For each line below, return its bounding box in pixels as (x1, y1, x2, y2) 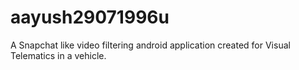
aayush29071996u (10, 6, 170, 29)
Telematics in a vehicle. (10, 49, 107, 61)
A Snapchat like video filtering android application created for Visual (10, 39, 291, 51)
